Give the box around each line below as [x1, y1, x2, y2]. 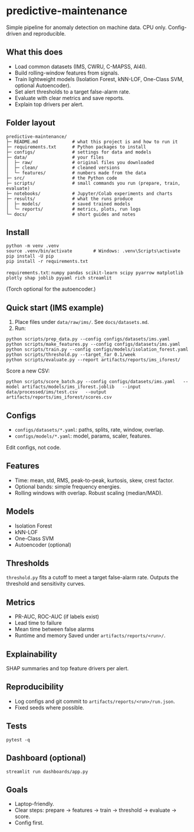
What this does [6, 47, 63, 57]
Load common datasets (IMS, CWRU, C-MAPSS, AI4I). [14, 63, 147, 70]
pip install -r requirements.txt [6, 259, 88, 265]
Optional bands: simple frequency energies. [14, 483, 121, 490]
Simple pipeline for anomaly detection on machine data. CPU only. [6, 24, 167, 31]
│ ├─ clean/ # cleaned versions [6, 165, 120, 171]
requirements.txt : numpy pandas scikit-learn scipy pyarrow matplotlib [6, 269, 184, 276]
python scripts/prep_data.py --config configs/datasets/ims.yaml [6, 336, 170, 342]
